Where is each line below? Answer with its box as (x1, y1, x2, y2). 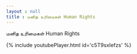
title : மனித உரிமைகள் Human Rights (6, 14, 96, 20)
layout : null (6, 8, 41, 15)
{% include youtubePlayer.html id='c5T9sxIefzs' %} (6, 41, 132, 48)
